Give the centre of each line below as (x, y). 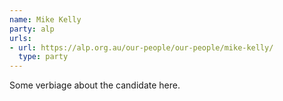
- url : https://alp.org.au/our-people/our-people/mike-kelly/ (141, 47)
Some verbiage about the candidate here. (95, 85)
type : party (43, 57)
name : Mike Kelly (45, 19)
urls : (20, 38)
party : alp (32, 29)
